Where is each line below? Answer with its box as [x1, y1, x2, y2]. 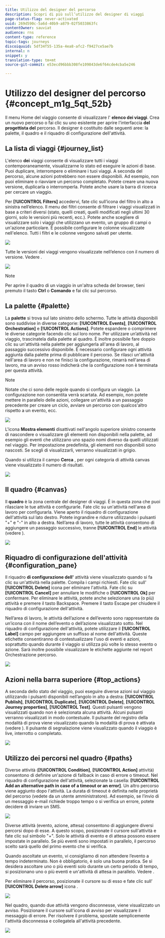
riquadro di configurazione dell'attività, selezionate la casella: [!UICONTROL [5, 777, 160, 783]
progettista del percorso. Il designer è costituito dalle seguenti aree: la [5, 125, 149, 131]
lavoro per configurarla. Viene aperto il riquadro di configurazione [5, 509, 138, 515]
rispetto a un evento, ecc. [5, 407, 57, 413]
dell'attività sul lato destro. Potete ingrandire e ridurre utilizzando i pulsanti [5, 514, 156, 520]
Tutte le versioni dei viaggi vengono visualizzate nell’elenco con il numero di [5, 248, 159, 254]
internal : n [5, 48, 30, 53]
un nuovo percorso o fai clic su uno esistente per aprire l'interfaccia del [5, 120, 150, 126]
